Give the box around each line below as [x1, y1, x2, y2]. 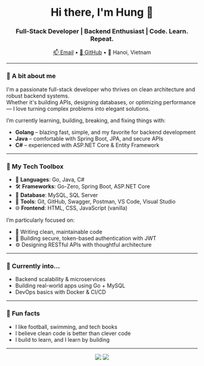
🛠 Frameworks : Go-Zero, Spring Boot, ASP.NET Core [15, 183, 151, 190]
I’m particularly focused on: [6, 216, 75, 224]
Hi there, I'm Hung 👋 [50, 5, 154, 19]
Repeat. [90, 35, 114, 43]
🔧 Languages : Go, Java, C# [15, 176, 85, 184]
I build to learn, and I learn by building [15, 336, 110, 343]
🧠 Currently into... [6, 262, 61, 270]
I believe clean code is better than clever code [15, 330, 131, 337]
